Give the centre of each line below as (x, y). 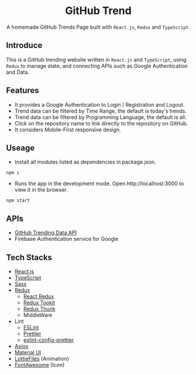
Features (23, 91)
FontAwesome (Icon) (39, 365)
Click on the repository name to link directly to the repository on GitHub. (101, 123)
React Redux (39, 296)
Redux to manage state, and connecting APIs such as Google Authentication (97, 66)
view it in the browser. (41, 190)
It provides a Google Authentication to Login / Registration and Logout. (99, 104)
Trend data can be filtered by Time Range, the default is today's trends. (101, 111)
